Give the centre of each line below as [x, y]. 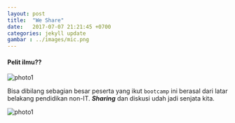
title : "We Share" [36, 20]
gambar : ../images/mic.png [48, 40]
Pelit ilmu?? [25, 62]
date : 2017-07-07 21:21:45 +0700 [59, 27]
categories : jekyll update [47, 33]
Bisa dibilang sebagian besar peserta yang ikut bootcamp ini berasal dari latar [117, 91]
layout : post [26, 14]
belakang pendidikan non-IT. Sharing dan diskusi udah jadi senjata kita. [111, 99]
